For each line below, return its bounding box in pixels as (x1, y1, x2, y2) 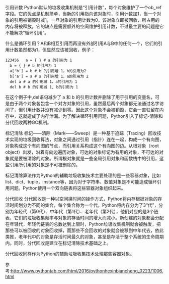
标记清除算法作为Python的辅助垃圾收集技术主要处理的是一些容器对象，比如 (5, 172, 161, 178)
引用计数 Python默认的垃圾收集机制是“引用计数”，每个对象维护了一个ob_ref (5, 5, 162, 10)
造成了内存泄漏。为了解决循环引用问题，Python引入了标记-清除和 (27, 113, 163, 119)
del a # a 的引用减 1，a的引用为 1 (10, 79, 77, 84)
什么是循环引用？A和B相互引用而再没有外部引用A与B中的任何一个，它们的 (5, 40, 158, 46)
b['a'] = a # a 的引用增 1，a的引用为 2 (10, 74, 89, 79)
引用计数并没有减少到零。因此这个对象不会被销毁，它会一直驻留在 (22, 107, 159, 113)
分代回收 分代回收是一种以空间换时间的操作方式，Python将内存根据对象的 (5, 196, 158, 202)
